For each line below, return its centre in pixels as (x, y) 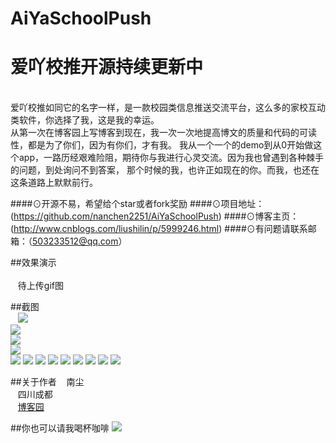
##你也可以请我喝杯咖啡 (60, 428)
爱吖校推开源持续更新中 (107, 67)
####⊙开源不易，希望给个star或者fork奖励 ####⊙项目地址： (137, 204)
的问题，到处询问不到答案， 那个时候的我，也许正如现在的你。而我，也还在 (165, 170)
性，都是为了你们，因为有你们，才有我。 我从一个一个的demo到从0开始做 (162, 145)
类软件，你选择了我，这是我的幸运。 (85, 120)
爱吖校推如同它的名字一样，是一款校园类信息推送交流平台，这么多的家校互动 (168, 108)
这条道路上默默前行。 (54, 183)
